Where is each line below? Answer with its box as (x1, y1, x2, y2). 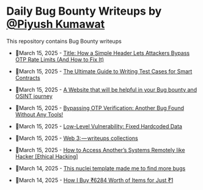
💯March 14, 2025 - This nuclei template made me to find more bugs (15, 164, 186, 172)
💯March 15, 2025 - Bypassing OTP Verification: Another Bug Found (15, 104, 185, 111)
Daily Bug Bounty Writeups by (6, 4, 162, 18)
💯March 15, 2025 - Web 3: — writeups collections (15, 134, 139, 142)
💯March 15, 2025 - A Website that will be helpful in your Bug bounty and (15, 86, 197, 93)
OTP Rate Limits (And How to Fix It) (15, 56, 105, 63)
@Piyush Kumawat (6, 17, 105, 31)
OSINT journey (15, 92, 53, 100)
